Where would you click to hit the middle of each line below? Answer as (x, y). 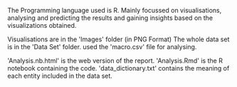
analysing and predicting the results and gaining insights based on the (110, 18)
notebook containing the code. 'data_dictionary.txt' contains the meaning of (118, 68)
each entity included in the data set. (60, 76)
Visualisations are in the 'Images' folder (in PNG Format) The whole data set (118, 39)
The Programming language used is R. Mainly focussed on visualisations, (115, 10)
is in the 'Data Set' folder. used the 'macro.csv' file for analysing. (102, 47)
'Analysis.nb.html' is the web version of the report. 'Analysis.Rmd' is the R (115, 61)
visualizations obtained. (42, 25)
